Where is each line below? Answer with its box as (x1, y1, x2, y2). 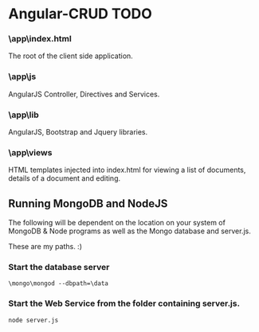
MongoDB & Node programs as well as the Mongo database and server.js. (8, 226, 251, 236)
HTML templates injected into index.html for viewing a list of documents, (8, 165, 246, 175)
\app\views (8, 147, 53, 158)
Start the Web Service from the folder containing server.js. (8, 298, 241, 309)
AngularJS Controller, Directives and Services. (8, 89, 160, 99)
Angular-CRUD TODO (8, 5, 153, 23)
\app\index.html (8, 33, 72, 45)
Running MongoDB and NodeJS (8, 197, 168, 210)
